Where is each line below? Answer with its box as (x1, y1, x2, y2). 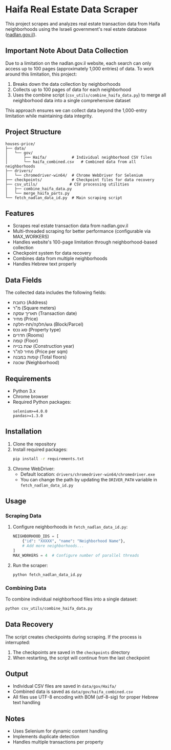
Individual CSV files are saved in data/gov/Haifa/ (12, 683, 117, 689)
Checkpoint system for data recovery (12, 250, 92, 256)
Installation (5, 427, 42, 436)
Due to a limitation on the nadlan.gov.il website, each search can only (5, 60, 152, 66)
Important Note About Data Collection (5, 46, 129, 55)
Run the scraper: (12, 562, 48, 568)
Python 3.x (12, 388, 36, 394)
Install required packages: (12, 446, 68, 453)
